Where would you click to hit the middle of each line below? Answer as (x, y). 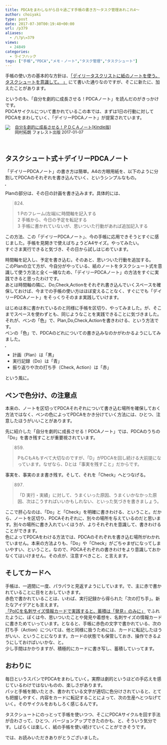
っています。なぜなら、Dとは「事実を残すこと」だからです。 (80, 464)
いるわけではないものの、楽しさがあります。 (60, 685)
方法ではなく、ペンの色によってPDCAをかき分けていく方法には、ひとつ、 (81, 414)
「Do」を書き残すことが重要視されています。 (52, 437)
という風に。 (18, 378)
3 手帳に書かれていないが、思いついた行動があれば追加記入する (83, 226)
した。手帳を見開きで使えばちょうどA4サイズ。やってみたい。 (78, 243)
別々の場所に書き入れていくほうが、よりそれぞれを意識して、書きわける (87, 524)
